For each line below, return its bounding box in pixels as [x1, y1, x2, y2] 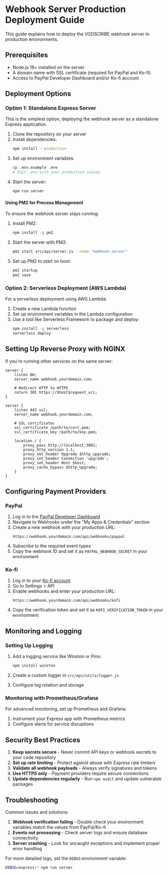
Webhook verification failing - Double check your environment [12, 819, 144, 825]
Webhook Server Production [5, 4, 126, 15]
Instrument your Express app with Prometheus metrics [12, 716, 125, 722]
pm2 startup [12, 268, 38, 273]
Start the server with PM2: [12, 239, 67, 245]
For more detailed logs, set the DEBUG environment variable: [5, 855, 127, 861]
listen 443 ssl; [14, 407, 49, 412]
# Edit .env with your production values [12, 170, 100, 175]
